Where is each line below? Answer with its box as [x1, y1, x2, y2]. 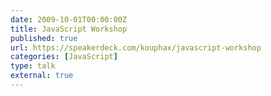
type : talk [10, 61, 56, 71]
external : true [10, 71, 74, 81]
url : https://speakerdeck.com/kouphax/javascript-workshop [10, 42, 262, 53]
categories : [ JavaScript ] [10, 52, 118, 62]
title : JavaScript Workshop [10, 24, 128, 34]
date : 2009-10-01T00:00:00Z [10, 14, 128, 25]
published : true [10, 33, 78, 43]
